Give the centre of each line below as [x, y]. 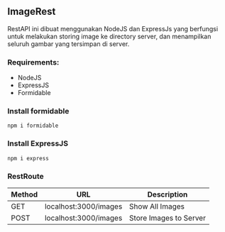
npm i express [28, 158]
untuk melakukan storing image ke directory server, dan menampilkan [109, 36]
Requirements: [33, 62]
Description [168, 194]
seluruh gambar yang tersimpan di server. [68, 44]
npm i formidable [33, 126]
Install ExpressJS [38, 143]
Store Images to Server [167, 218]
